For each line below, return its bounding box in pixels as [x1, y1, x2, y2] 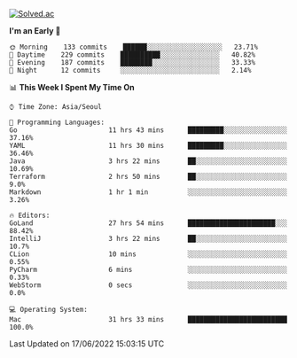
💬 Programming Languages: [9, 118, 105, 127]
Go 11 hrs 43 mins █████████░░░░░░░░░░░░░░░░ [9, 126, 288, 135]
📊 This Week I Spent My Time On [9, 82, 135, 92]
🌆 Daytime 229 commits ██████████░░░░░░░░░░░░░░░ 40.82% [9, 51, 255, 59]
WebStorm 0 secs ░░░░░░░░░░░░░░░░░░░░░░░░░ [9, 281, 288, 290]
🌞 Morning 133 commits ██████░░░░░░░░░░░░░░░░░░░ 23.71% [9, 43, 259, 51]
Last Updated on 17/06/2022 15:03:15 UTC [9, 339, 165, 349]
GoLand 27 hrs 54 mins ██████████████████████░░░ [9, 219, 288, 228]
